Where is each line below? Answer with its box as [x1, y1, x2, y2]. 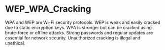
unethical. [5, 40, 26, 46]
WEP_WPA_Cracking [5, 3, 91, 15]
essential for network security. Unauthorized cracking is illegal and [5, 35, 141, 41]
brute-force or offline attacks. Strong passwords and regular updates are [5, 30, 153, 35]
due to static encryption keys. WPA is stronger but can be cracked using [5, 24, 152, 30]
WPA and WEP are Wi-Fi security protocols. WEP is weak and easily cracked [5, 19, 161, 25]
